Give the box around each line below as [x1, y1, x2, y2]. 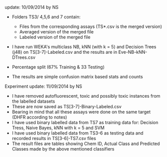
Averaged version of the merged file [19, 29, 94, 34]
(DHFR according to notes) [11, 114, 67, 120]
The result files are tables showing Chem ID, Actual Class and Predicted [11, 141, 160, 147]
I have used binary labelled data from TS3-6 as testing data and [11, 130, 143, 136]
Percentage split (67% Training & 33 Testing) [11, 64, 104, 70]
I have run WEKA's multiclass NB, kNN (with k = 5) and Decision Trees [11, 44, 156, 49]
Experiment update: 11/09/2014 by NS [4, 83, 82, 89]
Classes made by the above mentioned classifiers [11, 146, 114, 152]
